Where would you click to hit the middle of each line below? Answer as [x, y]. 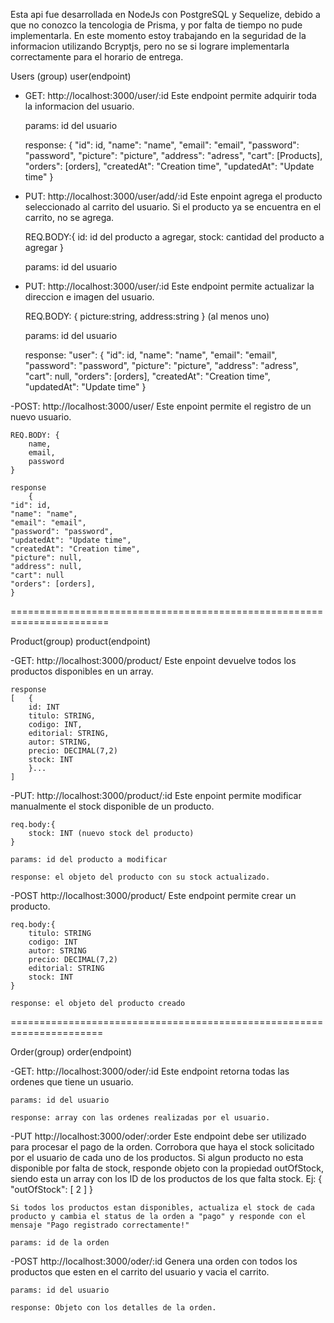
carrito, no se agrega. [69, 217]
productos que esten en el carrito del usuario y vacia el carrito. [140, 1272]
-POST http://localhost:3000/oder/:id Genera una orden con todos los [154, 1261]
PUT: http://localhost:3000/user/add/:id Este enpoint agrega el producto [173, 196]
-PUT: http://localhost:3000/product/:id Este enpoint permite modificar [156, 795]
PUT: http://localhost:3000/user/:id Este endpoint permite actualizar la [169, 286]
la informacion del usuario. [79, 106]
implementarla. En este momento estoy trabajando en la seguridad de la [158, 35]
